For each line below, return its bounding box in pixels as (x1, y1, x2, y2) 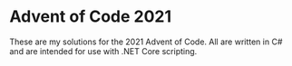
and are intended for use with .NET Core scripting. (9, 45, 198, 56)
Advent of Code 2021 (9, 6, 172, 27)
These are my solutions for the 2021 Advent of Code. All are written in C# (9, 36, 283, 47)
